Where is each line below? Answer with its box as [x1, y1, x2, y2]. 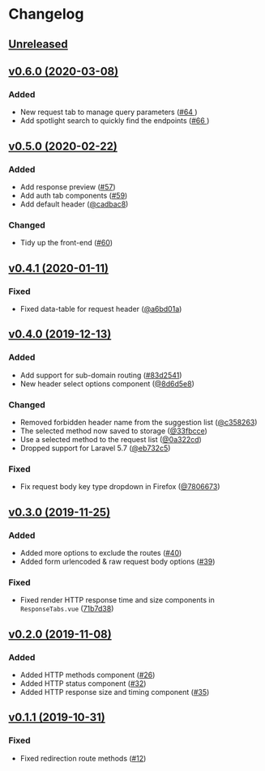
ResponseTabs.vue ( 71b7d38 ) [19, 604, 114, 614]
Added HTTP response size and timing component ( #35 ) [19, 687, 210, 696]
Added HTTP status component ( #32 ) [19, 678, 147, 688]
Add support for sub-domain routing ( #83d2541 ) [19, 370, 182, 380]
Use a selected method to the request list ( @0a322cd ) [19, 434, 203, 444]
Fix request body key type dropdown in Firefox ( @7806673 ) [19, 482, 220, 492]
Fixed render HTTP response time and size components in [19, 595, 215, 605]
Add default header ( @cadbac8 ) [19, 199, 129, 209]
